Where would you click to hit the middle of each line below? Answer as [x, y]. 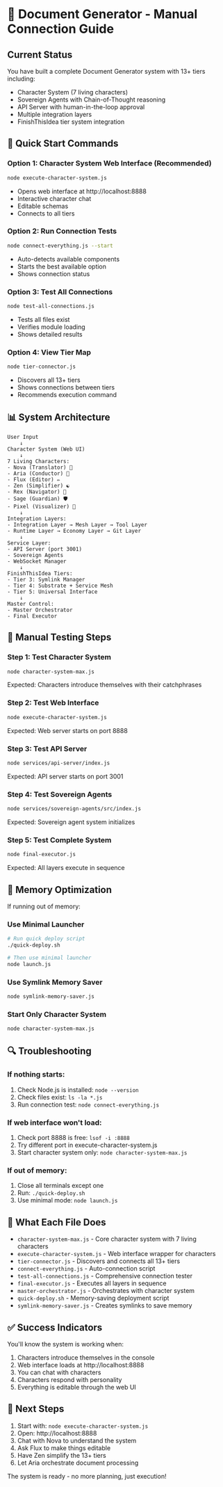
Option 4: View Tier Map [49, 352]
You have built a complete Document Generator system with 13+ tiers [106, 71]
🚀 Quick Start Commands [63, 144]
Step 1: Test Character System [59, 657]
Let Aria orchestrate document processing [78, 1463]
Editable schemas [43, 206]
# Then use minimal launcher [49, 958]
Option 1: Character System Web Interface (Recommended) [109, 163]
